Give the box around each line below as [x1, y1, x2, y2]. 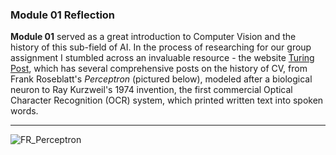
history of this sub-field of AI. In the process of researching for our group [10, 41, 312, 53]
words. [10, 105, 39, 117]
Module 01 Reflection [10, 8, 116, 22]
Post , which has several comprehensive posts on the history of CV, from [10, 63, 308, 75]
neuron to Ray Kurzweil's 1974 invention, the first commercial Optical [10, 84, 293, 96]
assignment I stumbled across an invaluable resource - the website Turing [10, 52, 315, 64]
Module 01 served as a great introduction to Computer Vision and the [10, 31, 297, 43]
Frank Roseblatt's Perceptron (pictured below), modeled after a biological [10, 73, 313, 85]
